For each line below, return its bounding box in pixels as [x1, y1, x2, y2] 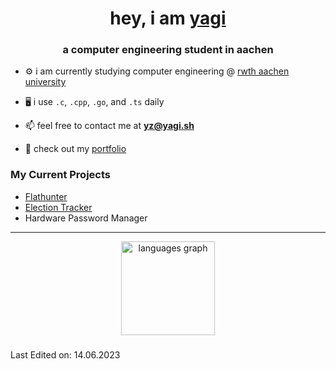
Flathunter [24, 190, 68, 202]
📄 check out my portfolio [24, 143, 127, 155]
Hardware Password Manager [24, 212, 148, 224]
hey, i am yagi [109, 7, 227, 30]
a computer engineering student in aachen [62, 43, 274, 57]
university [24, 76, 67, 88]
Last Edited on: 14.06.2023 [10, 348, 121, 361]
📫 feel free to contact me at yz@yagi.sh [24, 120, 195, 132]
